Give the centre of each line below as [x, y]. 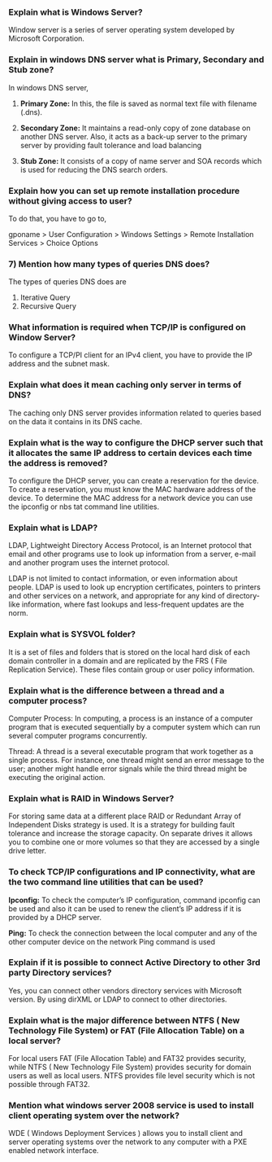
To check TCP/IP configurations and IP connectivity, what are [132, 872]
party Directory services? [60, 973]
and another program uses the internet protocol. [89, 563]
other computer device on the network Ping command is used [112, 941]
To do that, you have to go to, [58, 218]
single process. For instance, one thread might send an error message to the [136, 760]
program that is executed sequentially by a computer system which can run [134, 726]
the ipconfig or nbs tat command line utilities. [84, 506]
